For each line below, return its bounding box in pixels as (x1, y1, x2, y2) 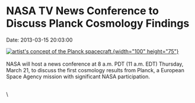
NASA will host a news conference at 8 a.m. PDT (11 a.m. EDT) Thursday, (6, 60, 184, 67)
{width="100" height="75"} (112, 47, 179, 54)
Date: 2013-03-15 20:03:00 (6, 36, 73, 43)
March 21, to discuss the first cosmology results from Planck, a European (6, 66, 185, 73)
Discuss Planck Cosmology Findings (6, 17, 190, 30)
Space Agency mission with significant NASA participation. (6, 73, 150, 80)
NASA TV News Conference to (6, 4, 159, 18)
